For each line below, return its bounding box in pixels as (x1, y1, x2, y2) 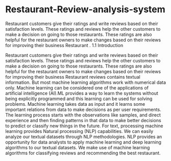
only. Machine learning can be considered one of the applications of (5, 84, 149, 90)
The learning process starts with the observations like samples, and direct (5, 111, 161, 118)
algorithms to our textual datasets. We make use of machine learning (5, 144, 150, 150)
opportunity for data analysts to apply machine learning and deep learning (5, 139, 162, 145)
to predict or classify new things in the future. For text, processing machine (5, 123, 163, 129)
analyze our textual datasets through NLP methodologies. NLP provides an (5, 133, 162, 140)
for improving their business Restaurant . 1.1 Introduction (5, 42, 124, 48)
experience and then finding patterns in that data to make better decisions (5, 117, 162, 123)
